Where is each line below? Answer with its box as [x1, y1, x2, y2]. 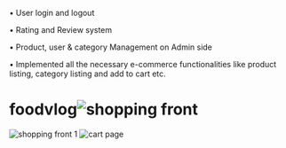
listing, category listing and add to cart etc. [9, 68, 166, 79]
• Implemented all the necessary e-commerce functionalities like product [9, 59, 277, 69]
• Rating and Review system [9, 25, 113, 35]
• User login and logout [9, 8, 95, 18]
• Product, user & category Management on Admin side [9, 42, 213, 52]
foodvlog [9, 99, 78, 120]
